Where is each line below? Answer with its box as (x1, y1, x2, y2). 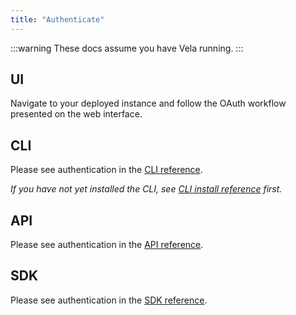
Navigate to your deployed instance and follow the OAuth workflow (10, 97, 287, 110)
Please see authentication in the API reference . (10, 239, 204, 251)
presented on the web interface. (10, 108, 143, 120)
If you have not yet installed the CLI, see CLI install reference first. (10, 183, 283, 195)
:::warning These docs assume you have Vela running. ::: (10, 42, 244, 54)
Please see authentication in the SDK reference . (10, 294, 208, 306)
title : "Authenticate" (10, 14, 105, 25)
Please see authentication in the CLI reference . (10, 164, 203, 176)
